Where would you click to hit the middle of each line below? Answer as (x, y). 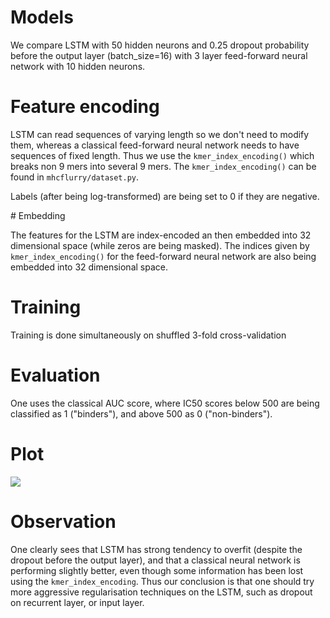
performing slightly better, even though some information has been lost (157, 570)
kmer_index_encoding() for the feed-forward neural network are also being (163, 256)
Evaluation (55, 375)
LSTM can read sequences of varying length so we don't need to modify (160, 134)
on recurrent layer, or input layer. (77, 602)
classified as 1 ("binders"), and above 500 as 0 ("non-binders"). (141, 413)
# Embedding (38, 215)
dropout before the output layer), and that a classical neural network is (155, 560)
